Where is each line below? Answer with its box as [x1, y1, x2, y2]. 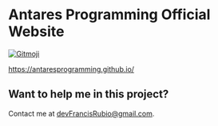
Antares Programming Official [8, 6, 211, 24]
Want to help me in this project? [8, 88, 169, 101]
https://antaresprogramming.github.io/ [8, 64, 134, 73]
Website [8, 22, 65, 41]
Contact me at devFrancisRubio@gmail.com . [8, 108, 155, 118]
